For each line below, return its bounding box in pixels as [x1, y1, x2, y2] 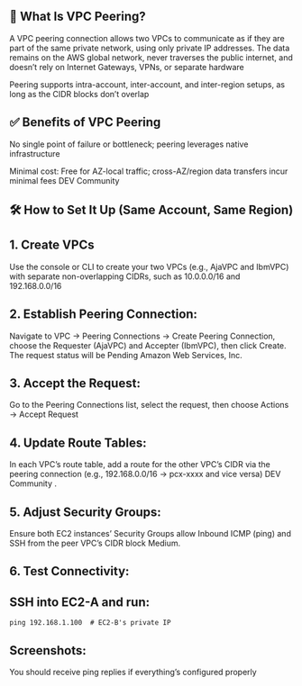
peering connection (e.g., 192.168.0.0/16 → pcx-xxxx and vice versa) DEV [9, 469, 281, 480]
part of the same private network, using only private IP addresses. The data [9, 42, 290, 53]
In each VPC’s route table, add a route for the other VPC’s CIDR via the [9, 459, 270, 470]
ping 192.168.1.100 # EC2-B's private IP [9, 618, 171, 627]
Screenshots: [9, 643, 87, 658]
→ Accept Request [9, 409, 79, 420]
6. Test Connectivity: [9, 564, 130, 579]
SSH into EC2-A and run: [9, 594, 151, 609]
